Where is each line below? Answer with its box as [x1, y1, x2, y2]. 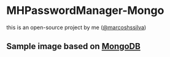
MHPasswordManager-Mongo [6, 4, 164, 18]
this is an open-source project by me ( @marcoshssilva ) [6, 24, 147, 31]
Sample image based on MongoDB [6, 41, 141, 52]
